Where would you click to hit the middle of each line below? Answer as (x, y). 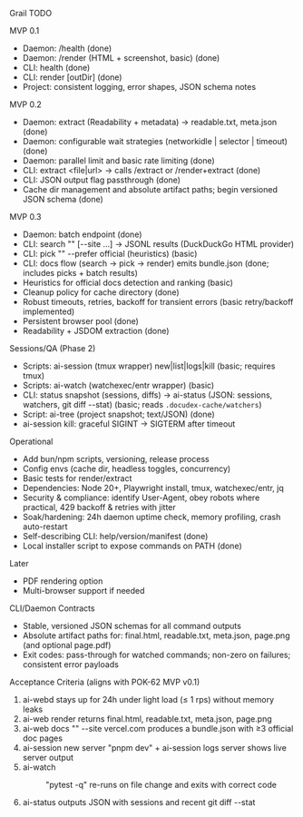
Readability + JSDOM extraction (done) (96, 331)
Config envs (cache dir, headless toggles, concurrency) (127, 468)
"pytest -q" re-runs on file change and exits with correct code (161, 785)
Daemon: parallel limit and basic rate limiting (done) (118, 161)
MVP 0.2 (26, 104)
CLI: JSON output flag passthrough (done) (102, 180)
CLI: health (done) (56, 68)
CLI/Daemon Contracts (52, 608)
